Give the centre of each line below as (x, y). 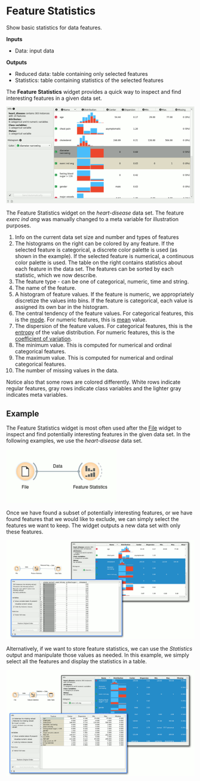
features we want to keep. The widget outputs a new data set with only (93, 526)
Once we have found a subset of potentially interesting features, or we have (99, 513)
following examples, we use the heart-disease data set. (74, 441)
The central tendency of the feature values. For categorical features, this (104, 313)
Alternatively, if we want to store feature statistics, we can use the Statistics (99, 649)
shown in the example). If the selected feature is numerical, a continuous (104, 256)
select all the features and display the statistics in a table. (77, 661)
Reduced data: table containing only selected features (81, 73)
